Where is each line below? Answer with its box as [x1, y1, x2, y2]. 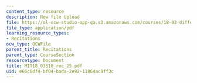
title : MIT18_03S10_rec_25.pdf [6, 63, 83, 69]
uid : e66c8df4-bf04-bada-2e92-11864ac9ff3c [6, 68, 114, 74]
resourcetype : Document [6, 57, 64, 63]
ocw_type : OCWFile [6, 41, 51, 47]
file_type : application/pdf [6, 25, 75, 31]
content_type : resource [6, 8, 64, 15]
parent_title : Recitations [6, 47, 72, 53]
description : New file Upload [6, 14, 80, 20]
